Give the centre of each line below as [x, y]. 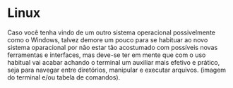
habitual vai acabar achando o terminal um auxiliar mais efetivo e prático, [114, 62]
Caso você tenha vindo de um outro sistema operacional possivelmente [111, 32]
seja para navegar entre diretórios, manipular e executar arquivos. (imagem [117, 70]
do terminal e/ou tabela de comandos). [64, 77]
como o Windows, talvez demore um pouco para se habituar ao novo [108, 39]
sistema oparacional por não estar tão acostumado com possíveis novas [113, 47]
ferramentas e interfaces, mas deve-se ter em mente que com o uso [107, 55]
